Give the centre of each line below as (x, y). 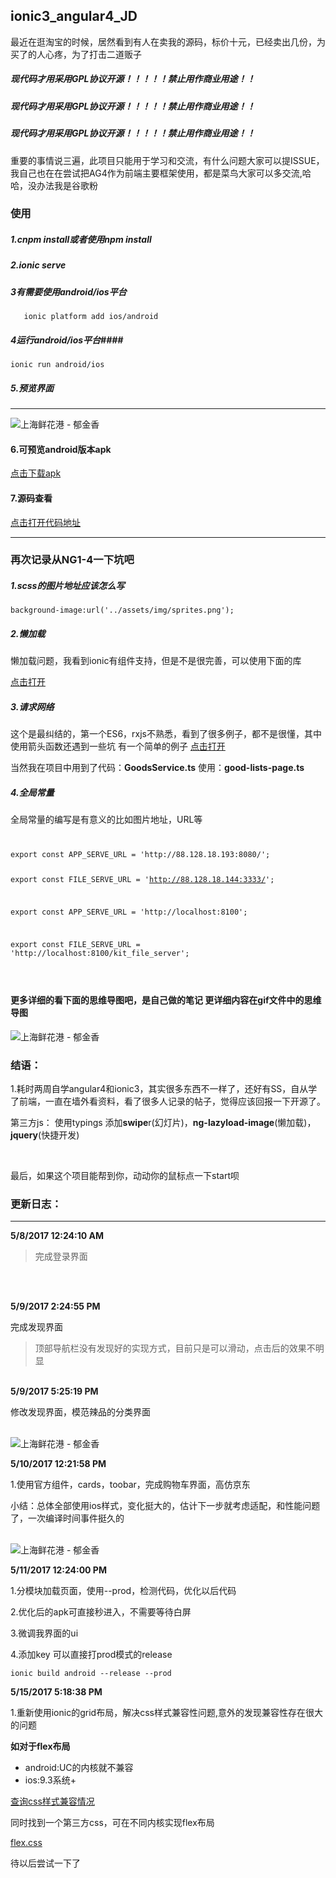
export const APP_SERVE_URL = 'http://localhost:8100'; (129, 912)
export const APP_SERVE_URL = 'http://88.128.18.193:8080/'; (140, 855)
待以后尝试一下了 (45, 1863)
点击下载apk (36, 473)
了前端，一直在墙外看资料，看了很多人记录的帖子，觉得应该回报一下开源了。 (168, 1101)
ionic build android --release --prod (91, 1674)
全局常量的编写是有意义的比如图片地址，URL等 (106, 820)
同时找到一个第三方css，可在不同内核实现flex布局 (112, 1823)
